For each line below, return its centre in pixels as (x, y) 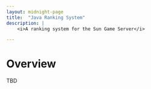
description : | (25, 23)
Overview (31, 64)
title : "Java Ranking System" (46, 18)
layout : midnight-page (35, 12)
